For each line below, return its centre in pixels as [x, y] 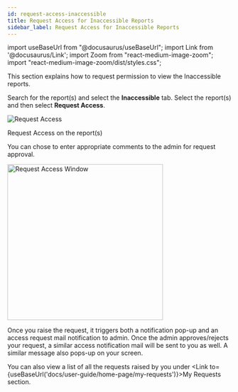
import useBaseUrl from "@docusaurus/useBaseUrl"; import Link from [110, 48]
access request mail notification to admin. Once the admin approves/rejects [118, 338]
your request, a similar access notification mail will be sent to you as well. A [118, 346]
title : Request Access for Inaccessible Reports [81, 21]
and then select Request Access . [56, 105]
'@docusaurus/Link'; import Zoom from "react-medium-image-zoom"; [110, 55]
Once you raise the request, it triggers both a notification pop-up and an [113, 330]
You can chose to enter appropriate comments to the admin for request [112, 147]
